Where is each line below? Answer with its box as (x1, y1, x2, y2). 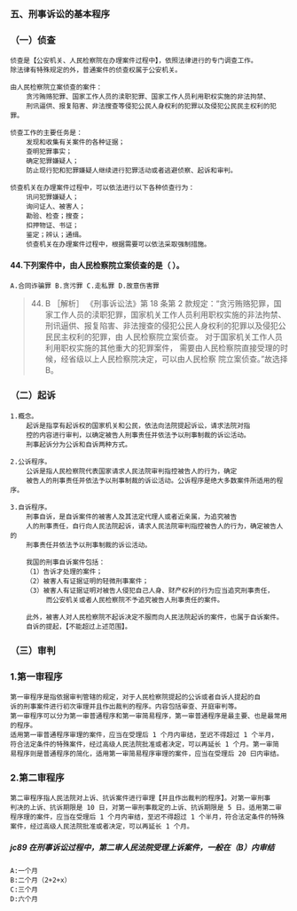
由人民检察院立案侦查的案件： (10, 83, 103, 92)
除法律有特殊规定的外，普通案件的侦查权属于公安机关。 (10, 66, 183, 75)
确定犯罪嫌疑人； (26, 157, 79, 166)
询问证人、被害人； (26, 202, 86, 211)
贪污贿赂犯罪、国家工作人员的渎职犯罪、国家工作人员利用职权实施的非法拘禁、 (26, 92, 270, 101)
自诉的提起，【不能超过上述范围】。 (26, 622, 132, 631)
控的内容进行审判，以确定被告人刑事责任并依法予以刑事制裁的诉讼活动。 (26, 431, 251, 440)
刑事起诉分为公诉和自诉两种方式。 (26, 440, 132, 449)
